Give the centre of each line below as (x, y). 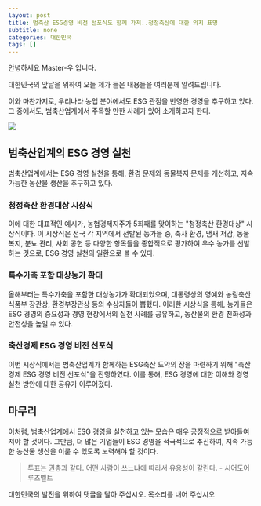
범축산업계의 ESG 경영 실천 (70, 153)
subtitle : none (33, 30)
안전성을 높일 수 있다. (40, 323)
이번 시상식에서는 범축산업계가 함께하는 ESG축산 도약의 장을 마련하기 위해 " (123, 364)
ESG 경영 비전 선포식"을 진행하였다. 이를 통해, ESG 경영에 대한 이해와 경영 (136, 374)
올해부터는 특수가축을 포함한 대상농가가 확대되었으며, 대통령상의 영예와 (116, 294)
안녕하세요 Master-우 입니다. (52, 68)
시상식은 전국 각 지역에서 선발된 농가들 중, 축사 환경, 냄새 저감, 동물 (148, 234)
